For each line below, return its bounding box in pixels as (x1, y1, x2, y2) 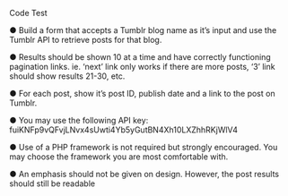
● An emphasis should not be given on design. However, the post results (9, 169, 280, 179)
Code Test (9, 8, 48, 18)
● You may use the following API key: (9, 115, 149, 125)
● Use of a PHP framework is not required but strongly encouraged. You (9, 142, 278, 152)
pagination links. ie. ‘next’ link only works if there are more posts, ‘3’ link (9, 62, 275, 72)
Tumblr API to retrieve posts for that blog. (9, 35, 162, 45)
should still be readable (9, 178, 96, 189)
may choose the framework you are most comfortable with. (9, 151, 229, 162)
